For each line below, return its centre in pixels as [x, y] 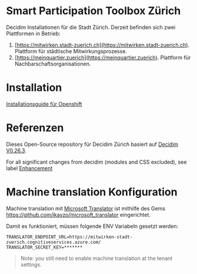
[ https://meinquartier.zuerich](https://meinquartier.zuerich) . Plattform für [103, 57]
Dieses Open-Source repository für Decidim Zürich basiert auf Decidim [92, 144]
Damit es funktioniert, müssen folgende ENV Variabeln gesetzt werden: [92, 226]
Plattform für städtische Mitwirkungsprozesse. [71, 51]
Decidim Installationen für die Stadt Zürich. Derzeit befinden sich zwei [91, 27]
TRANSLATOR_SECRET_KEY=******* [44, 247]
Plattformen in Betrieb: [33, 33]
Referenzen [35, 128]
